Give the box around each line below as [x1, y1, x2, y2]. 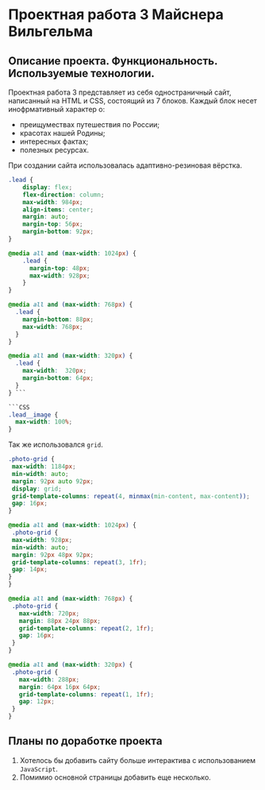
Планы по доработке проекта [8, 734, 163, 748]
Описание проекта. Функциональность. [8, 54, 218, 68]
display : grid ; [11, 485, 62, 493]
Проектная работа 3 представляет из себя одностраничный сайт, [8, 87, 232, 97]
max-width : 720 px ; [18, 610, 80, 618]
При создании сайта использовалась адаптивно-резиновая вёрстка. [8, 161, 243, 170]
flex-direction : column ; [22, 191, 105, 199]
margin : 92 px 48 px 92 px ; [11, 551, 94, 559]
